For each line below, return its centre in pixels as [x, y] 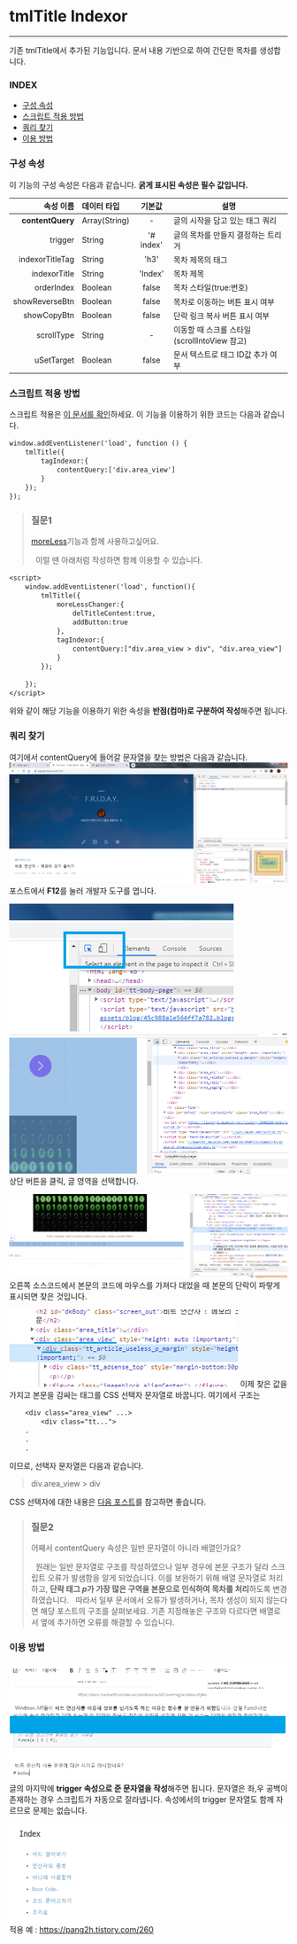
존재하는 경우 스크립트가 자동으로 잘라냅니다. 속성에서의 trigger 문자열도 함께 [141, 1799]
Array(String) [106, 220]
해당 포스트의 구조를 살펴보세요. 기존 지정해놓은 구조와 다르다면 [149, 1612]
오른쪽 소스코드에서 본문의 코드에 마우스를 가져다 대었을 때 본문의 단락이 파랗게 [145, 1285]
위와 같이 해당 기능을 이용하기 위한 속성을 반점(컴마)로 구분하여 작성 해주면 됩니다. [148, 711]
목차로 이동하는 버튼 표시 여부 [224, 301]
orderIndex [54, 287]
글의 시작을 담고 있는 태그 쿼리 [225, 221]
